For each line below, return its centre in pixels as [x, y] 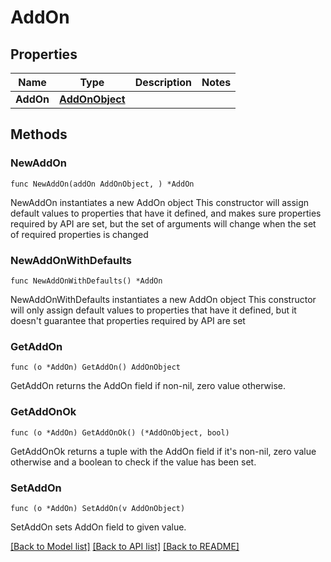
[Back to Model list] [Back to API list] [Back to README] [125, 546]
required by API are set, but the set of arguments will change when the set [163, 223]
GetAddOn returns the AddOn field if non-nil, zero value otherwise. [148, 386]
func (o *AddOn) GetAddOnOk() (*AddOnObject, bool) [120, 432]
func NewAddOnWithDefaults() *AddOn [86, 281]
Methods [39, 134]
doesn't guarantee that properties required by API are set [128, 320]
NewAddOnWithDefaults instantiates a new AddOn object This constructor [163, 299]
